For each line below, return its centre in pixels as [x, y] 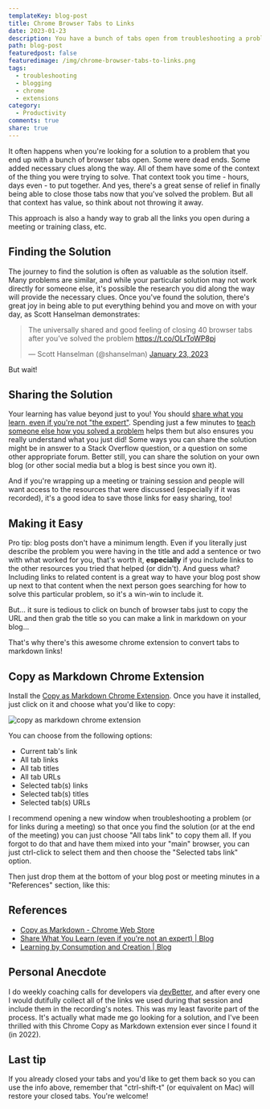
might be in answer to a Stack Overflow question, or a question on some [128, 449]
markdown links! [35, 651]
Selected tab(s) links [54, 785]
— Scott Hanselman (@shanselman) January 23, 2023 [118, 354]
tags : [17, 68]
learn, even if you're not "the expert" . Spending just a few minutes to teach [132, 423]
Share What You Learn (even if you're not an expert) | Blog [117, 938]
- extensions [37, 98]
